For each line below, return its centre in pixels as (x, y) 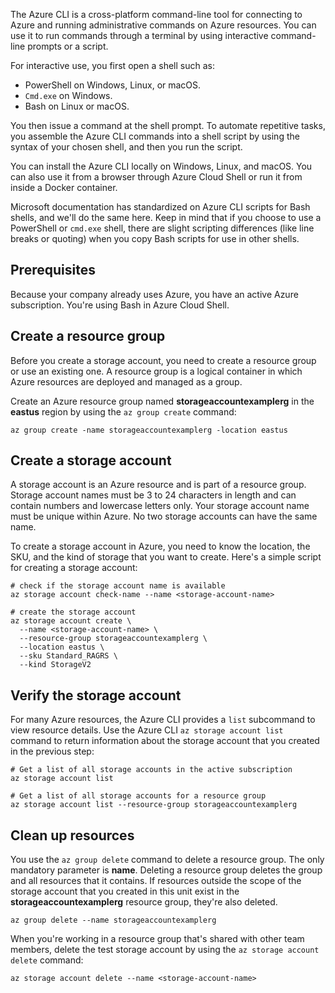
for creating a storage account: (74, 568)
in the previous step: (52, 751)
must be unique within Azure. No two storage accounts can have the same (164, 516)
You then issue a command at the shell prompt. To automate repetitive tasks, (168, 125)
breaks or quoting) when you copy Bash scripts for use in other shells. (155, 238)
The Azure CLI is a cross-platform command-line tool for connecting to (156, 14)
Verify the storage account (96, 695)
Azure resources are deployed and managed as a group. (126, 381)
